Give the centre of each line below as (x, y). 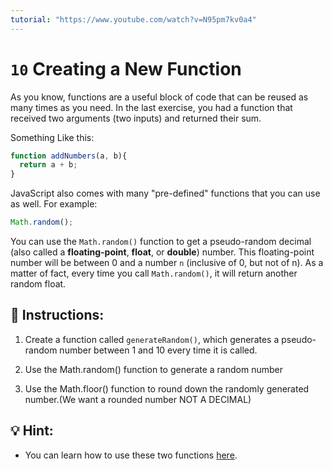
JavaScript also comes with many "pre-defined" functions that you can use (165, 193)
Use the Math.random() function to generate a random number (153, 369)
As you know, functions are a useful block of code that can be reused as (159, 97)
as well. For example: (54, 204)
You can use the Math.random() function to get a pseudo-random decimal (161, 242)
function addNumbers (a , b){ (69, 156)
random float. (38, 284)
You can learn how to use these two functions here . (131, 455)
